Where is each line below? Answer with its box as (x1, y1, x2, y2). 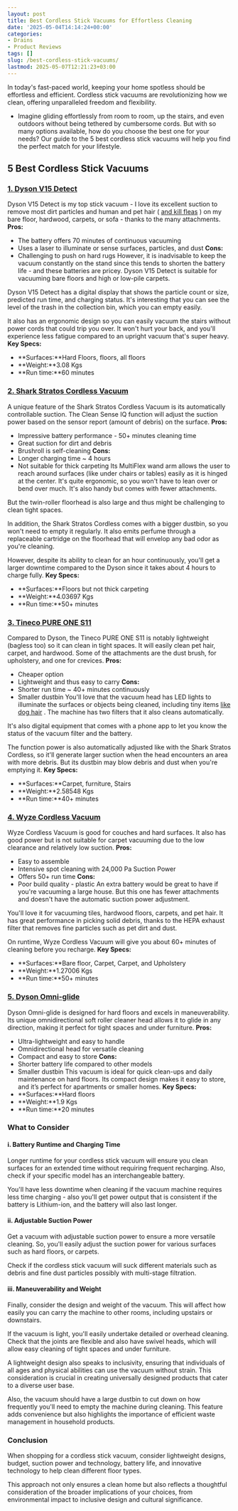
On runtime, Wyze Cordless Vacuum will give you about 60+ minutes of (7, 938, 217, 946)
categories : (7, 30, 43, 38)
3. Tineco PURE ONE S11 (7, 617, 92, 627)
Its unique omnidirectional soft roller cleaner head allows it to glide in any (7, 1015, 222, 1024)
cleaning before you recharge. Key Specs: (7, 945, 131, 954)
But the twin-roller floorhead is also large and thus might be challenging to (7, 498, 225, 506)
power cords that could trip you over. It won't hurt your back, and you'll (7, 324, 215, 333)
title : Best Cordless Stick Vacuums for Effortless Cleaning (7, 17, 193, 24)
